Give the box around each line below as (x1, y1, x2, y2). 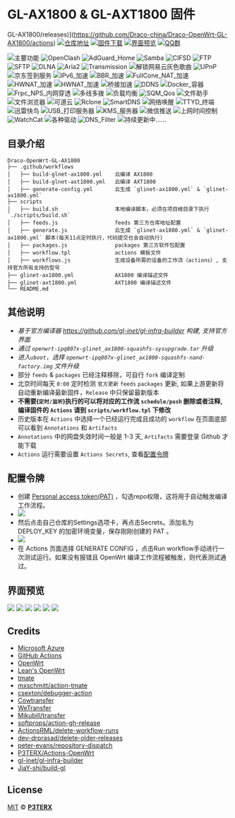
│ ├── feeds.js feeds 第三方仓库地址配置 (7, 219, 181, 226)
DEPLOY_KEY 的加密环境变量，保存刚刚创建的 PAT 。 (17, 527, 173, 536)
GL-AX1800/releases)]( (7, 30, 74, 39)
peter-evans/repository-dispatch (17, 741, 113, 750)
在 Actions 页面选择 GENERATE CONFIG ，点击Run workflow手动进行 (17, 544, 219, 553)
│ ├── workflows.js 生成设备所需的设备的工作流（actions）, (7, 257, 219, 264)
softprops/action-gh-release (17, 719, 101, 727)
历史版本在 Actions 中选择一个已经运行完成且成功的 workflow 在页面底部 (17, 414, 227, 423)
